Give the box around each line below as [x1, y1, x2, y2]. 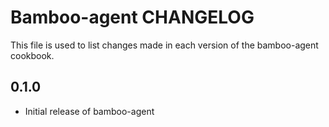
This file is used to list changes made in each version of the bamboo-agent [10, 39, 319, 51]
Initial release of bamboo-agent [24, 105, 155, 117]
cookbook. [10, 49, 55, 61]
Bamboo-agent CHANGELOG [10, 6, 255, 29]
